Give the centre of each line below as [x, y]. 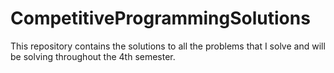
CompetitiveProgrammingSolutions [160, 18]
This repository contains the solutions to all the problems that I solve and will [168, 46]
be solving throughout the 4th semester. [93, 56]
